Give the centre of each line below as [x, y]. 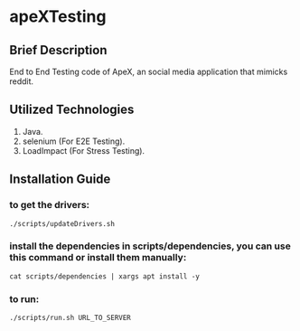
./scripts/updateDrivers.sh [62, 223]
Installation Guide [60, 180]
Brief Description [58, 50]
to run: [24, 298]
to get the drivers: [50, 205]
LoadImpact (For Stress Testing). [84, 150]
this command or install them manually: [98, 258]
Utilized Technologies [72, 110]
